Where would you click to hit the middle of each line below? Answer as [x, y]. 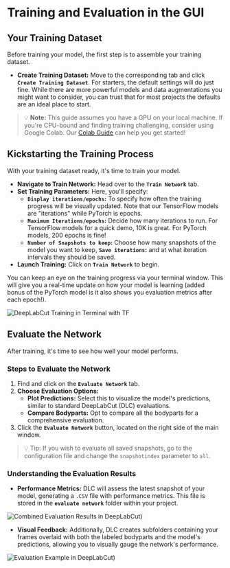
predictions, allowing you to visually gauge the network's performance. [117, 545]
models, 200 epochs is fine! [67, 235]
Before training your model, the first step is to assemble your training [104, 54]
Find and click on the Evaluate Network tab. [78, 383]
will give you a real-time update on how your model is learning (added [106, 285]
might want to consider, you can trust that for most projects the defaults [119, 97]
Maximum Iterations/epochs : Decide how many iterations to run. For [123, 220]
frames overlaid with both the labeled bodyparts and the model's [109, 537]
